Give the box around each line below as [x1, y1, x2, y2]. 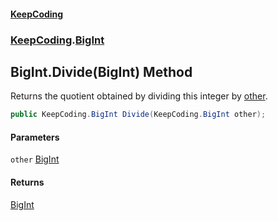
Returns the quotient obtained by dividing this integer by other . [10, 90, 268, 102]
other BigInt [10, 153, 60, 165]
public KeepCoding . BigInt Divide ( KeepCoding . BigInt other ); [10, 110, 267, 120]
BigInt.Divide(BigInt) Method [10, 63, 193, 80]
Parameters [10, 131, 60, 143]
